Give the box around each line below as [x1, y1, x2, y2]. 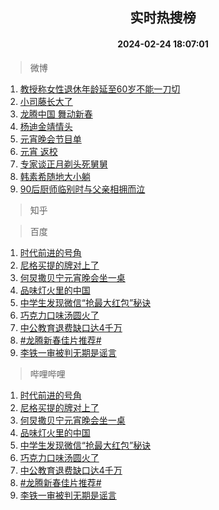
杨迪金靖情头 [19, 120, 73, 132]
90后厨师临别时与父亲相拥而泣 [19, 183, 146, 195]
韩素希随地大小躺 [19, 170, 91, 182]
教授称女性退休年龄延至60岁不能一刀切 [19, 83, 181, 95]
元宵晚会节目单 [19, 133, 82, 145]
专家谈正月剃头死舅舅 [19, 158, 108, 170]
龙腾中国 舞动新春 [19, 108, 93, 120]
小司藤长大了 [19, 95, 73, 107]
